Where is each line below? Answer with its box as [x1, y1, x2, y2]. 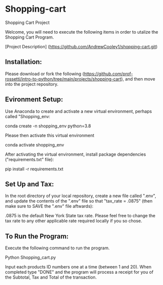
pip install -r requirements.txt [5, 166, 63, 172]
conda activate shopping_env [5, 142, 64, 147]
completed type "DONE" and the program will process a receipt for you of [5, 269, 154, 275]
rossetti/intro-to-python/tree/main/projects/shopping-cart [5, 76, 122, 81]
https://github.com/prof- [83, 71, 133, 77]
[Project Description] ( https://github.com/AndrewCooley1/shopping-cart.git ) [5, 43, 158, 49]
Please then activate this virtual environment [5, 132, 95, 138]
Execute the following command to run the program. [5, 245, 110, 251]
